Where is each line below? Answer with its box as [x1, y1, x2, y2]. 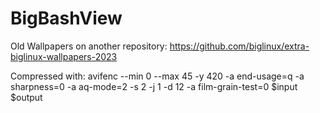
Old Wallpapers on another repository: [10, 40, 168, 52]
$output [10, 91, 43, 103]
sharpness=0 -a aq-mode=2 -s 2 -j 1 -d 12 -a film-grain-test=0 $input [10, 80, 298, 92]
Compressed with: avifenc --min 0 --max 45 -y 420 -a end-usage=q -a [10, 70, 305, 82]
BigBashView [10, 7, 123, 30]
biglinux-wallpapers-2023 [10, 50, 118, 62]
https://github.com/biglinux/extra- [169, 40, 310, 52]
